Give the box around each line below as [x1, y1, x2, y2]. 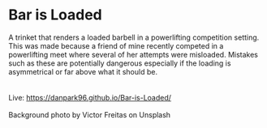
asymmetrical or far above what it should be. [8, 66, 158, 76]
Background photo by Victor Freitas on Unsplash [8, 109, 171, 119]
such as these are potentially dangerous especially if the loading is [8, 58, 231, 68]
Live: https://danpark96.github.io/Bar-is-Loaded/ [8, 92, 172, 102]
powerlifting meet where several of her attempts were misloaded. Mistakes [8, 49, 258, 59]
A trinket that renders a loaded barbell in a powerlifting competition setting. [8, 32, 260, 42]
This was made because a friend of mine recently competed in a [8, 41, 224, 50]
